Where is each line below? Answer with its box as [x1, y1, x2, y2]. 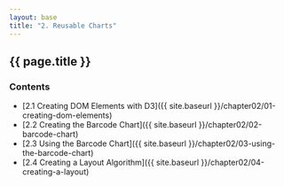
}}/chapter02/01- [214, 101, 276, 112]
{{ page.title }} [9, 54, 91, 69]
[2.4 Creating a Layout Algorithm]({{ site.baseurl [21, 157, 200, 168]
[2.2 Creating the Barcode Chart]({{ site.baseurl [21, 120, 197, 130]
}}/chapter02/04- [201, 157, 264, 168]
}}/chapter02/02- [198, 120, 263, 130]
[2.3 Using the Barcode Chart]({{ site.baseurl [21, 138, 186, 149]
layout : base [9, 12, 58, 22]
